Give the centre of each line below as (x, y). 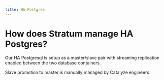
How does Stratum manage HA (69, 33)
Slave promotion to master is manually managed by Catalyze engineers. (78, 72)
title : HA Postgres (25, 10)
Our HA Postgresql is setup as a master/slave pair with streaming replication (82, 58)
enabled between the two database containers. (53, 63)
